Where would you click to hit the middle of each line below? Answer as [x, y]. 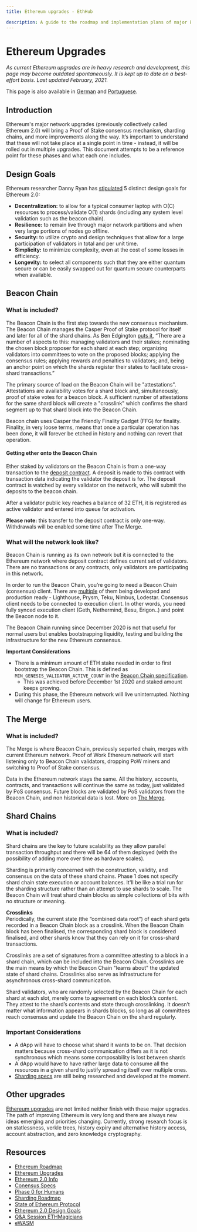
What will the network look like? [52, 541]
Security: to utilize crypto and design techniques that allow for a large [99, 237]
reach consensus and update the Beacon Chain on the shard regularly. [91, 1016]
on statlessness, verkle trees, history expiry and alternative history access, [96, 1127]
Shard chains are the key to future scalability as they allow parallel [86, 845]
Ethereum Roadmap [38, 1167]
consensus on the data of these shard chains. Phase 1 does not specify [92, 876]
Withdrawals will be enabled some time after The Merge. [74, 526]
